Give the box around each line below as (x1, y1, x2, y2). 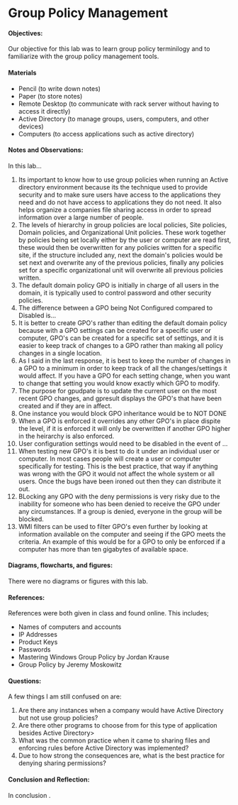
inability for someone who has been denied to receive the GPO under (18, 499, 220, 508)
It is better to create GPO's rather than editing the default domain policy (18, 318, 227, 327)
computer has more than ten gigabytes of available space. (18, 544, 188, 553)
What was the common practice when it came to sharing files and (18, 736, 210, 745)
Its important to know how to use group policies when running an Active (18, 175, 229, 184)
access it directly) (18, 106, 71, 115)
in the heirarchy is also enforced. (18, 432, 115, 440)
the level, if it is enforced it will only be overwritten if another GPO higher (18, 424, 231, 432)
